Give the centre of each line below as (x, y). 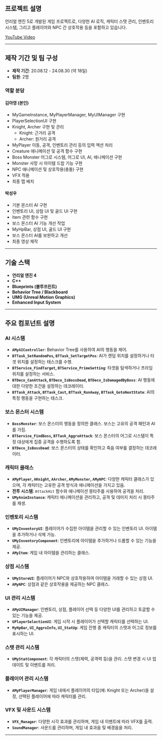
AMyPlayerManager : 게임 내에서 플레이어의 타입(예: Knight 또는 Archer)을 (81, 690)
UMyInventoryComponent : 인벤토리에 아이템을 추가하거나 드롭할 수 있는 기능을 (84, 541)
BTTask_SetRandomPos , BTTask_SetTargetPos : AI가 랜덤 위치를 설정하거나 (81, 356)
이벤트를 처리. (43, 665)
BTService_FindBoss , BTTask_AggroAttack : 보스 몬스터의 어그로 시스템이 (80, 435)
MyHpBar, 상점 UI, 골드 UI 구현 (41, 229)
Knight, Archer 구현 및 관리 (38, 127)
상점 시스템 (17, 566)
